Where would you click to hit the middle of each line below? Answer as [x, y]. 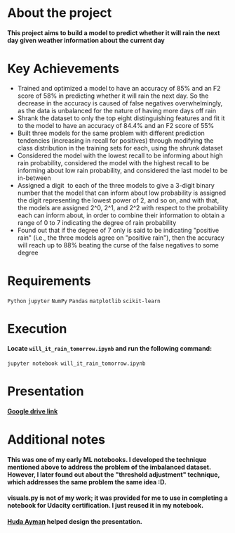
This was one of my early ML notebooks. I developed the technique [107, 459]
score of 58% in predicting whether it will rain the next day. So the [113, 96]
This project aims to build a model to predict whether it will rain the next [114, 32]
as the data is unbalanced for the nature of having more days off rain [116, 110]
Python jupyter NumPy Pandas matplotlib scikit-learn [84, 301]
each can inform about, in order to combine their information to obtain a [121, 215]
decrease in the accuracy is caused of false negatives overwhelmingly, [120, 103]
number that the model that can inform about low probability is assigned [122, 193]
